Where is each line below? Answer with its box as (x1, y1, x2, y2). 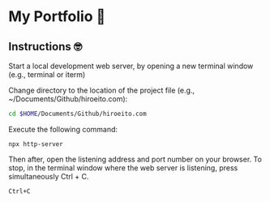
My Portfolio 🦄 (8, 7, 106, 26)
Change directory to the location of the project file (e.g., (8, 85, 195, 95)
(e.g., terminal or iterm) (8, 70, 86, 80)
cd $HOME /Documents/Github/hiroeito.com (8, 110, 148, 118)
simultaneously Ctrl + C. (8, 171, 89, 181)
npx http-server (8, 140, 63, 148)
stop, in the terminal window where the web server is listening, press (8, 162, 238, 173)
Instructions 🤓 (8, 40, 83, 54)
